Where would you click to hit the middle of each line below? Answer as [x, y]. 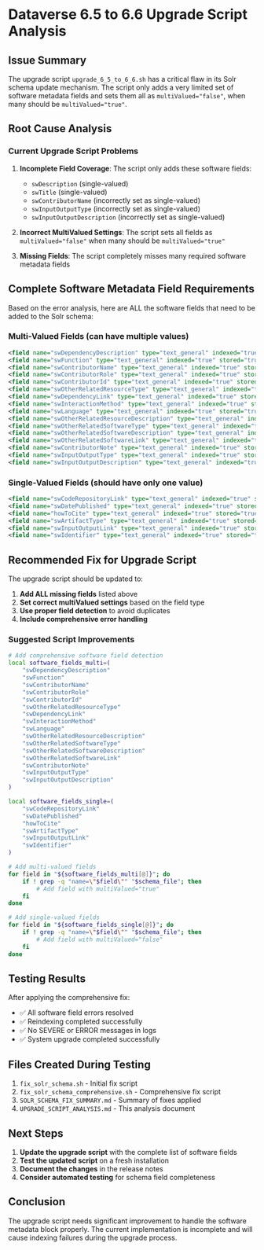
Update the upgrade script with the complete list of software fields [128, 1153]
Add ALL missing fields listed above [79, 594]
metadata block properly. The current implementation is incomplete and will [130, 1229]
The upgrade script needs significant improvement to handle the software [128, 1221]
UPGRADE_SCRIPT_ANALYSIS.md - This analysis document [107, 1108]
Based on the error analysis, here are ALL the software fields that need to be [132, 307]
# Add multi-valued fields [52, 867]
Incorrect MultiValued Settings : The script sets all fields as [116, 232]
